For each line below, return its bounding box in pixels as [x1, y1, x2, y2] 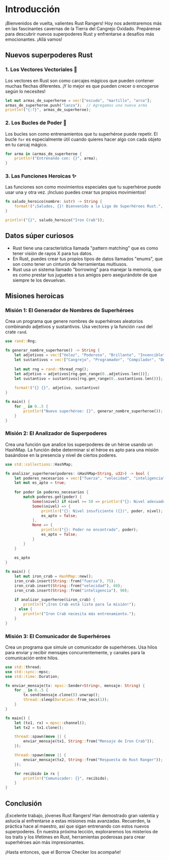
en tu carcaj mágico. [5, 141, 48, 147]
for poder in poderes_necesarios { [14, 490, 89, 495]
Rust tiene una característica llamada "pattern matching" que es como [12, 245, 158, 251]
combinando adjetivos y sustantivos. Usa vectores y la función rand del [5, 324, 153, 330]
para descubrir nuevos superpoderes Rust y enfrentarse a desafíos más [5, 31, 154, 37]
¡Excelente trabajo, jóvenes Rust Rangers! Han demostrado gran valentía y [5, 813, 159, 818]
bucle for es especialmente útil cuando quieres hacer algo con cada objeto [5, 136, 161, 142]
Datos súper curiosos [5, 232, 74, 240]
